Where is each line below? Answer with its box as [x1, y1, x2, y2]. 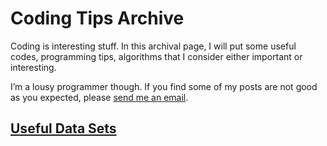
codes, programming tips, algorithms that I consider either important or [10, 50, 303, 62]
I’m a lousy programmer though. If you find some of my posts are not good [10, 80, 318, 92]
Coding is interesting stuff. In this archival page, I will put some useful [10, 40, 297, 52]
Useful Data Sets [10, 120, 117, 137]
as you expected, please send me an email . [10, 91, 189, 103]
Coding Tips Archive [10, 7, 185, 30]
